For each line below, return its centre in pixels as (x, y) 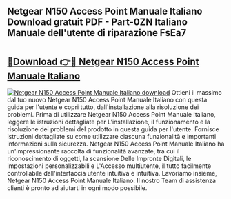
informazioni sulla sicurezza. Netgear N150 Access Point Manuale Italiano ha (116, 144)
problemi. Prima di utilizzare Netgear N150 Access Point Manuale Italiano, (111, 114)
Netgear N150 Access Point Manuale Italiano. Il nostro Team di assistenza (111, 180)
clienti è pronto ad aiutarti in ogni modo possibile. (77, 188)
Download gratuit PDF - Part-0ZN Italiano (98, 22)
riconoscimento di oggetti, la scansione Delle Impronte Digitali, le (99, 159)
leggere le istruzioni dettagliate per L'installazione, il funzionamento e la (109, 122)
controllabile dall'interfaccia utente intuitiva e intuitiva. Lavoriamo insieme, (112, 173)
